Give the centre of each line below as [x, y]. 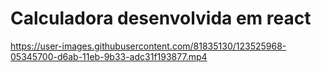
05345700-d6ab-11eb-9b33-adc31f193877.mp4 [109, 56]
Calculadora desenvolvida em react [161, 18]
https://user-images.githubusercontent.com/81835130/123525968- [148, 46]
